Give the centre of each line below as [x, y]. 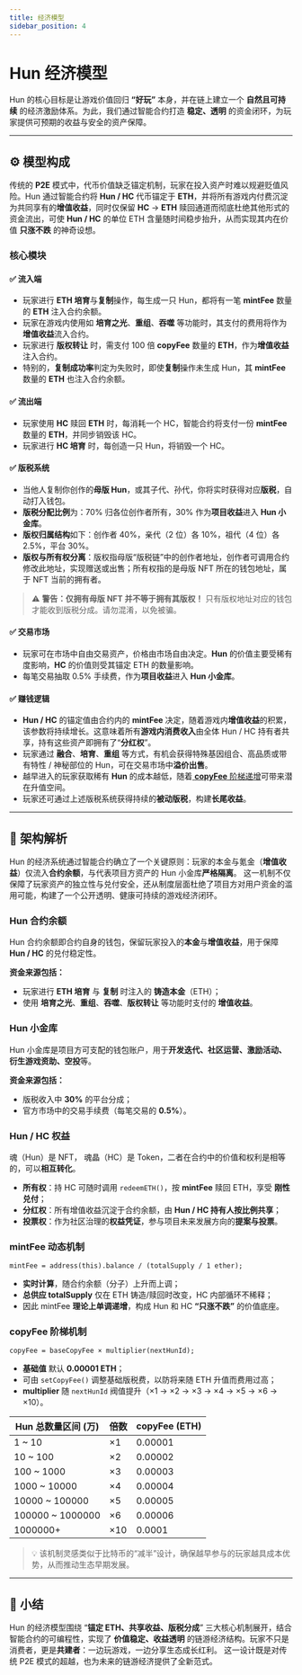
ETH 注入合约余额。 [69, 312]
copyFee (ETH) [169, 1426]
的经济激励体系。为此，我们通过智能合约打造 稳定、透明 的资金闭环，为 [151, 111]
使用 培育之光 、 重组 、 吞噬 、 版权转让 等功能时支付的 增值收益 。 [140, 1002]
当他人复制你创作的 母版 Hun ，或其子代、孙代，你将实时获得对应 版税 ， [153, 489]
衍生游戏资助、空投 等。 [53, 1061]
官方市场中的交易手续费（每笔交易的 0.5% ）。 [107, 1110]
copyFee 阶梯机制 [48, 1332]
